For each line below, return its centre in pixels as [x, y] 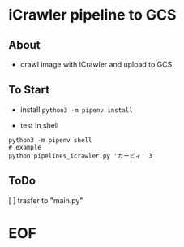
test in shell [39, 125]
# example [25, 147]
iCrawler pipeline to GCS [92, 15]
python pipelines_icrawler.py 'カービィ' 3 [80, 156]
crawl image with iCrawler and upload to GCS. [97, 64]
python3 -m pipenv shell [50, 140]
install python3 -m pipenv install [77, 109]
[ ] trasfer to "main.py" [46, 200]
